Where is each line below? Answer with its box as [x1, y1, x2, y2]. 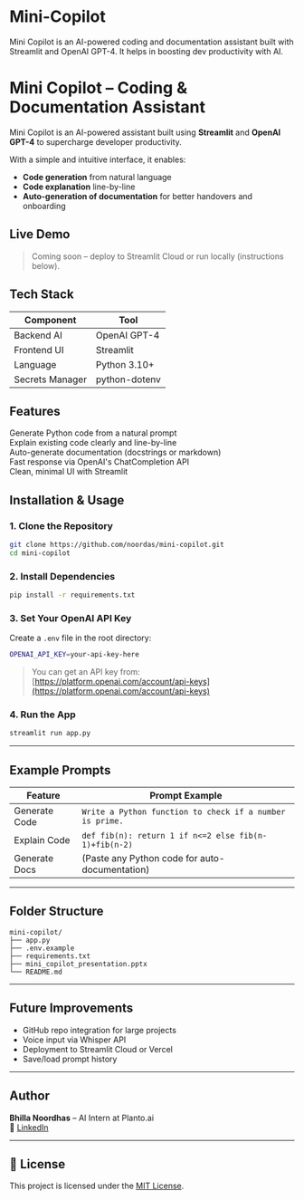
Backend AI [14, 329, 63, 341]
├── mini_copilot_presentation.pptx [9, 959, 147, 968]
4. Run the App [9, 708, 77, 721]
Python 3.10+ [95, 358, 155, 370]
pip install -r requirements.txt [9, 590, 136, 600]
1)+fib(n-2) [81, 840, 133, 850]
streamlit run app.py [9, 729, 91, 738]
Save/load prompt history [22, 1053, 118, 1064]
